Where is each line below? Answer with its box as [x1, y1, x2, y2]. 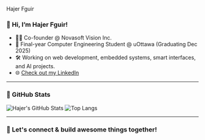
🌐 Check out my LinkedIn [15, 69, 79, 77]
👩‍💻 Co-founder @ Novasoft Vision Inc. [15, 34, 112, 41]
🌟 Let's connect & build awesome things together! [6, 125, 157, 133]
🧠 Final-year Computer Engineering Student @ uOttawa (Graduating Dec [15, 41, 198, 48]
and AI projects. [15, 63, 56, 70]
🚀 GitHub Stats [6, 91, 51, 99]
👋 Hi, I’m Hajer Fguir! [6, 20, 68, 29]
